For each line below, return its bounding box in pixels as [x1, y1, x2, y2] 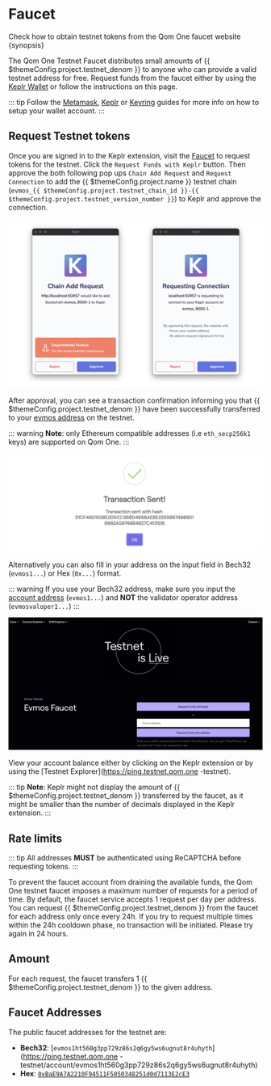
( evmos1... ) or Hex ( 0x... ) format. [8, 568, 122, 578]
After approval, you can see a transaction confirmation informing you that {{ [8, 395, 261, 405]
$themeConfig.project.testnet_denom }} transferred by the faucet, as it [8, 791, 244, 801]
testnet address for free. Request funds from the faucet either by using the [8, 73, 256, 82]
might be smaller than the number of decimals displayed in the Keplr [8, 800, 236, 809]
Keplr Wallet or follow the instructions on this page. [8, 82, 178, 91]
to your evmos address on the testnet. [8, 413, 135, 423]
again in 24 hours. [8, 929, 69, 938]
